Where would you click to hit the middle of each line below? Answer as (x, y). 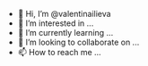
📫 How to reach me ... (59, 52)
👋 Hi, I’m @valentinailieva (64, 14)
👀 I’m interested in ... (56, 23)
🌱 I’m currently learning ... (65, 33)
